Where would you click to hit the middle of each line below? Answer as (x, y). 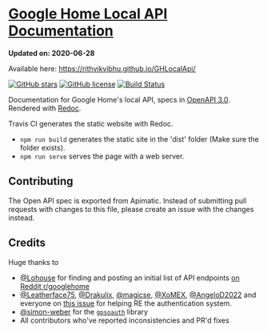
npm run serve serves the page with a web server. (102, 156)
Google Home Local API (88, 14)
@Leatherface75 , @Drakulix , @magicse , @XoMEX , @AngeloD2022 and (138, 295)
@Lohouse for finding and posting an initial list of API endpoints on (130, 278)
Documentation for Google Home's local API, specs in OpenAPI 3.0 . (119, 99)
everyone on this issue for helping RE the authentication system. (126, 303)
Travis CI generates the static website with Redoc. (91, 123)
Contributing (41, 181)
